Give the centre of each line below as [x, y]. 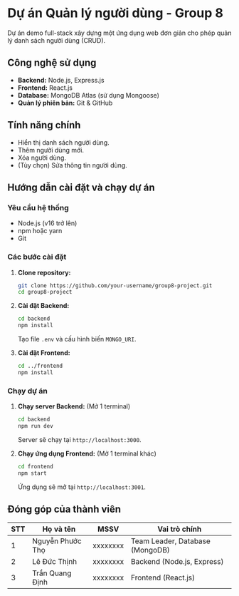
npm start [32, 473]
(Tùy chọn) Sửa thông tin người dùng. [73, 165]
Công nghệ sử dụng [52, 63]
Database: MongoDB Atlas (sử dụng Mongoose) [89, 95]
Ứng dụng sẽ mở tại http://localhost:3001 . [81, 487]
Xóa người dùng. [42, 158]
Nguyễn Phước [57, 541]
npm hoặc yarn [40, 231]
